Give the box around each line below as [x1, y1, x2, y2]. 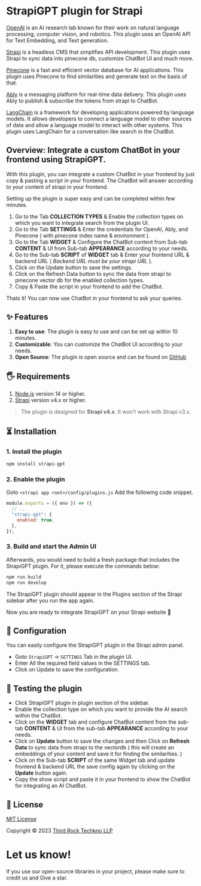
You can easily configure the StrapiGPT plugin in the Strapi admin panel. [6, 641, 184, 649]
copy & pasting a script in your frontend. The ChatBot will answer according [6, 177, 193, 184]
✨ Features [6, 312, 48, 322]
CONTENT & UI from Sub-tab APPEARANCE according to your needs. [14, 245, 188, 252]
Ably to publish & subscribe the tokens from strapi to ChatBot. [6, 97, 159, 104]
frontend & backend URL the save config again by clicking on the [14, 763, 175, 770]
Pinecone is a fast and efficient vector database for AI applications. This [6, 66, 184, 73]
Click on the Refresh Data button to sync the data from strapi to [14, 270, 172, 277]
